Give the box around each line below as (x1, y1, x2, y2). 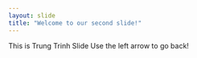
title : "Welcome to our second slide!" (8, 19, 142, 27)
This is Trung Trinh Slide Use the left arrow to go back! (8, 41, 189, 50)
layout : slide (8, 11, 56, 20)
